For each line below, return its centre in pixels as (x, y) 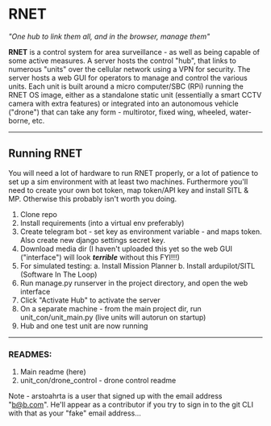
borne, (19, 120)
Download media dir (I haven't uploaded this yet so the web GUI (126, 248)
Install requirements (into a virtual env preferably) (102, 223)
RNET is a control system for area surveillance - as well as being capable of (134, 52)
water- (240, 112)
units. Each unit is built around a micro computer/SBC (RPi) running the (126, 86)
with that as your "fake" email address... (75, 413)
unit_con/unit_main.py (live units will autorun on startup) (113, 317)
